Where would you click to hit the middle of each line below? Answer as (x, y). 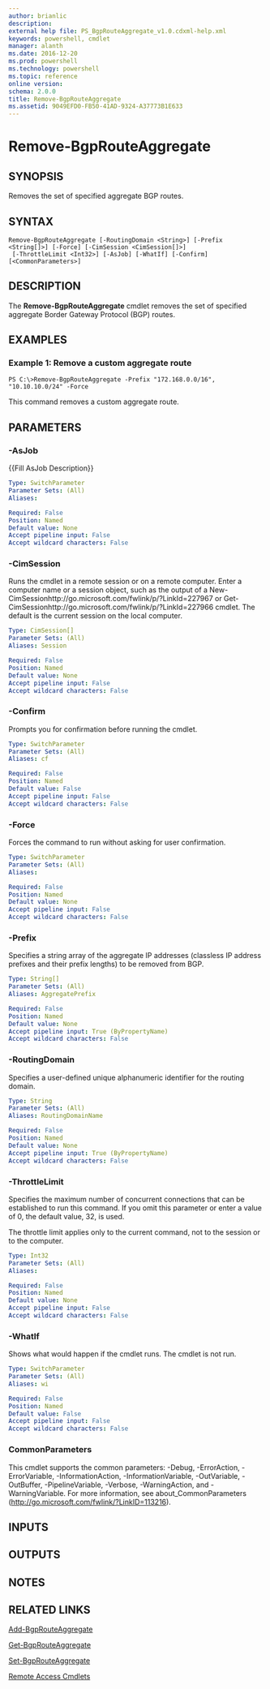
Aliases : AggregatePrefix (52, 995)
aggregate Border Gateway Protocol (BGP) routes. (92, 314)
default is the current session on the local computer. (95, 616)
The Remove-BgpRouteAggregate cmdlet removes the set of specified (128, 306)
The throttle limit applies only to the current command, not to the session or (135, 1232)
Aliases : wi (28, 1384)
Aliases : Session (38, 646)
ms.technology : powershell (54, 69)
